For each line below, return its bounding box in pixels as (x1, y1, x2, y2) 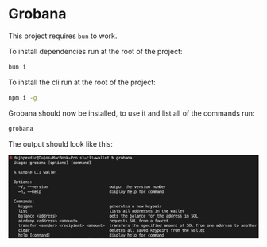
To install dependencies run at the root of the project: (8, 46, 183, 56)
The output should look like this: (8, 139, 113, 148)
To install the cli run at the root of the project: (8, 77, 157, 87)
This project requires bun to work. (8, 31, 118, 41)
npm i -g (8, 93, 37, 102)
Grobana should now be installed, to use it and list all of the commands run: (8, 108, 255, 118)
